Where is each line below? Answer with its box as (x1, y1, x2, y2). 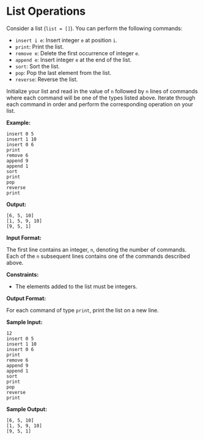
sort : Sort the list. (15, 63, 60, 70)
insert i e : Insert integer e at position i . (15, 36, 118, 44)
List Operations (6, 4, 86, 18)
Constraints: (6, 271, 39, 278)
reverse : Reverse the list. (15, 75, 78, 83)
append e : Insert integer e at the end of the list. (15, 56, 132, 63)
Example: (6, 118, 31, 126)
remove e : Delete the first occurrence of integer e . (15, 49, 140, 56)
